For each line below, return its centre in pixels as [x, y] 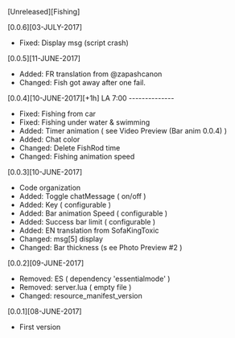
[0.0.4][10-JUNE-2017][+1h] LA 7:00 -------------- [91, 98]
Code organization [50, 188]
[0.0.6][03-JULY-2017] [45, 27]
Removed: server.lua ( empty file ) [75, 287]
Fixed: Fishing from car [58, 113]
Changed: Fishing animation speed [77, 157]
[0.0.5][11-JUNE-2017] [44, 58]
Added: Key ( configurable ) [65, 205]
